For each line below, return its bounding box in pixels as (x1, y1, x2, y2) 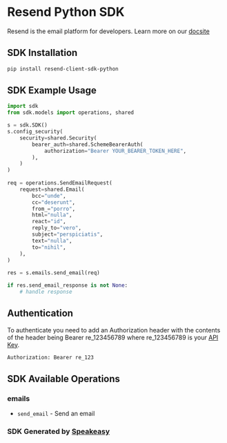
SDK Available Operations (7, 373, 121, 385)
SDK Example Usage (7, 84, 97, 97)
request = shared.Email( (19, 186, 85, 193)
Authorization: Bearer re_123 (7, 354, 95, 361)
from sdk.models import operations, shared (7, 109, 135, 116)
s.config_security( (7, 129, 63, 135)
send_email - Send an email (17, 409, 95, 418)
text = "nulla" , (32, 237, 72, 244)
